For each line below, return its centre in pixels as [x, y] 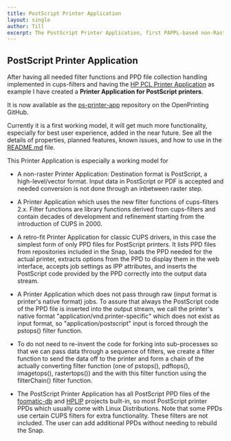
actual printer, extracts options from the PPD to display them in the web [118, 259]
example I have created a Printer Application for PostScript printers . [106, 92]
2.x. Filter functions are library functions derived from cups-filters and [116, 210]
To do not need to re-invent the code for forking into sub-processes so [117, 344]
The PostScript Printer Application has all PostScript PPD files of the [113, 394]
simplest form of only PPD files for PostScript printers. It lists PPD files [117, 245]
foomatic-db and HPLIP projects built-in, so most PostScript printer [112, 401]
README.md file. [31, 148]
